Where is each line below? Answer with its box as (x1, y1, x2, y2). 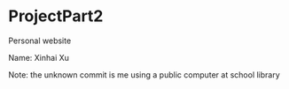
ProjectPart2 (8, 6, 104, 26)
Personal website (8, 35, 72, 46)
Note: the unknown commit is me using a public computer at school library (8, 69, 280, 80)
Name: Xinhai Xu (8, 52, 70, 63)
